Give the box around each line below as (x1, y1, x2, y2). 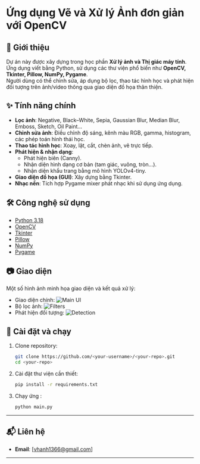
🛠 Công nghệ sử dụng (6, 198, 90, 208)
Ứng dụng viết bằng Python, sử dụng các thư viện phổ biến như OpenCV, (6, 64, 186, 71)
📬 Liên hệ (6, 426, 46, 437)
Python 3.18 (14, 216, 43, 223)
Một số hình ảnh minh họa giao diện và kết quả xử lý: (6, 285, 136, 292)
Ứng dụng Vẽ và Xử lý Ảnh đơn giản (6, 6, 185, 20)
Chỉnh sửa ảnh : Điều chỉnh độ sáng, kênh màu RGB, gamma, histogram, (14, 129, 192, 136)
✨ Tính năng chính (6, 101, 76, 111)
